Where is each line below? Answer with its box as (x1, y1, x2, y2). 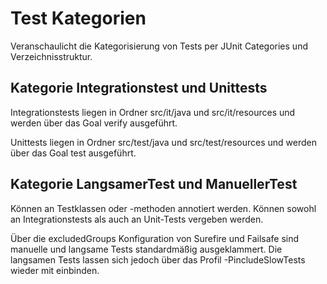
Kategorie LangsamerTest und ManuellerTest (10, 176, 298, 193)
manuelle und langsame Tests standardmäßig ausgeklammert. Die (10, 243, 283, 255)
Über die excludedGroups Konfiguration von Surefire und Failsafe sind (10, 232, 300, 244)
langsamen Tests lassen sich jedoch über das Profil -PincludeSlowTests (10, 253, 306, 266)
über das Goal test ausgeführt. (10, 147, 137, 159)
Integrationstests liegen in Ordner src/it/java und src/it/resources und (10, 106, 296, 118)
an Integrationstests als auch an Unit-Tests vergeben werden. (10, 213, 264, 225)
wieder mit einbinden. (10, 264, 100, 276)
